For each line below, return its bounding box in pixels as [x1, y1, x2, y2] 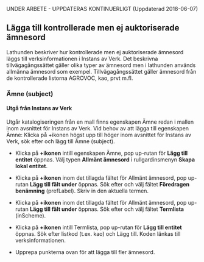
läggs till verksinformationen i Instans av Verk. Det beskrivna [6, 55, 158, 62]
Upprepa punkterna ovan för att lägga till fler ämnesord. [15, 248, 155, 255]
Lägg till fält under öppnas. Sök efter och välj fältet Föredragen [30, 180, 190, 188]
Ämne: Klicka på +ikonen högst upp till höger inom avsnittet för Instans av [6, 131, 192, 138]
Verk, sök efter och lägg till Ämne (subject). [6, 137, 115, 145]
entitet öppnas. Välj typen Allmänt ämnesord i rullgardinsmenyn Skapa [15, 155, 195, 163]
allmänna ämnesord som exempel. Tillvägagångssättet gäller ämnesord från [6, 68, 197, 75]
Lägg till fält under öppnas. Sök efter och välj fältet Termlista [30, 205, 185, 213]
